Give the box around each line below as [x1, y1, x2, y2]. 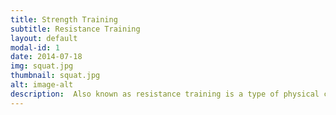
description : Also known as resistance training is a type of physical [10, 89, 320, 99]
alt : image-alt [10, 80, 74, 90]
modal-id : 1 [10, 42, 60, 53]
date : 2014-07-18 [10, 52, 83, 62]
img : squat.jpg [10, 61, 74, 71]
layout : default [10, 33, 78, 43]
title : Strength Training [10, 14, 118, 25]
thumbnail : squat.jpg [10, 71, 101, 81]
